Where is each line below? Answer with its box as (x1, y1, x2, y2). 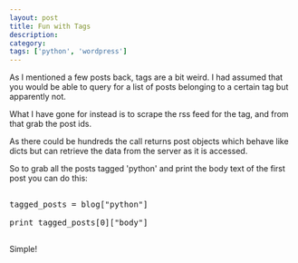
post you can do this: (9, 173, 88, 184)
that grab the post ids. (9, 119, 92, 130)
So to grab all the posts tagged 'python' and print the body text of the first (9, 163, 285, 174)
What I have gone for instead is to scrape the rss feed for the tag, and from (9, 109, 289, 120)
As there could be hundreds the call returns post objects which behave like (9, 136, 289, 147)
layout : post (9, 13, 59, 23)
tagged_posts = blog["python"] (9, 200, 149, 209)
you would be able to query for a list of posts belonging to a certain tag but (9, 82, 289, 93)
